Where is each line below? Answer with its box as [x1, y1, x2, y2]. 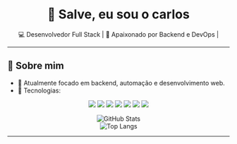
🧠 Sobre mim [7, 60, 65, 72]
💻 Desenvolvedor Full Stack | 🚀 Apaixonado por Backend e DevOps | [18, 30, 219, 38]
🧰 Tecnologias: [17, 86, 61, 95]
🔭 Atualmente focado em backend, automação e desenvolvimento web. [17, 78, 226, 87]
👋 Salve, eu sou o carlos [47, 6, 190, 23]
